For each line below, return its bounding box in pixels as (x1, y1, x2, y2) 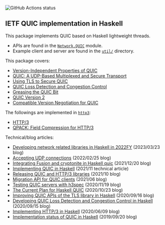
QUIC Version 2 (12, 94, 45, 100)
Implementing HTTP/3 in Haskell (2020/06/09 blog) (12, 208, 120, 214)
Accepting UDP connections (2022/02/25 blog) (12, 154, 112, 161)
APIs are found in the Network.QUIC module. (12, 42, 103, 48)
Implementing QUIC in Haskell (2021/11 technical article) (12, 165, 129, 172)
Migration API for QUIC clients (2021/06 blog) (12, 176, 107, 182)
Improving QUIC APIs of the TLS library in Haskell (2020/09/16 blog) (12, 192, 154, 198)
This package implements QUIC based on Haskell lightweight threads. (5, 33, 150, 39)
